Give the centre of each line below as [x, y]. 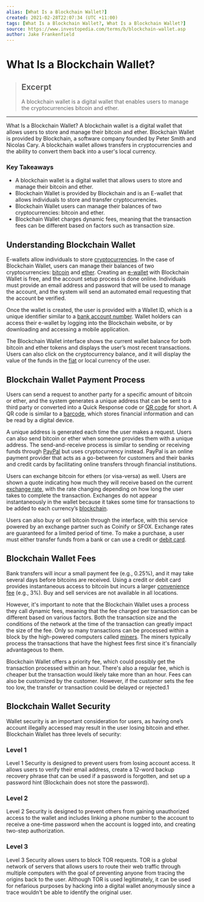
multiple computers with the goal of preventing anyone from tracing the [96, 873]
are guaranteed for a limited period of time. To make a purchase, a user [95, 533]
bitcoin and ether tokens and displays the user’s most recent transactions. [99, 348]
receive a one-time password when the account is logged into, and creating [101, 824]
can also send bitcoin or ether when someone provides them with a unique [100, 439]
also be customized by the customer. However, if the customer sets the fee [100, 681]
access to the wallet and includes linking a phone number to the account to [100, 818]
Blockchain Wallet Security [59, 706]
